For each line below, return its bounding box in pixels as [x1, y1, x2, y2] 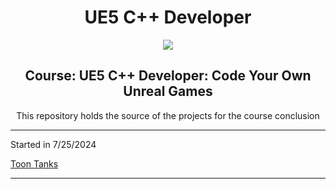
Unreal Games [123, 83, 213, 100]
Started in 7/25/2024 [10, 138, 97, 150]
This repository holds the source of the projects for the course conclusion [16, 109, 320, 121]
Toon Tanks [10, 157, 59, 170]
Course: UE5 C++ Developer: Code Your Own [24, 67, 312, 85]
